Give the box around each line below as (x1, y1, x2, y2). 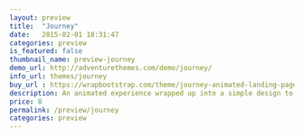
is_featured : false (9, 47, 83, 56)
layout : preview (9, 13, 71, 23)
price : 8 (9, 96, 43, 106)
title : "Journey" (9, 22, 79, 31)
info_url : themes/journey (9, 72, 107, 81)
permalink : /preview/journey (9, 105, 119, 114)
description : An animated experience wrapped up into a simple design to (9, 88, 294, 97)
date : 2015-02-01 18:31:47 (9, 30, 119, 39)
